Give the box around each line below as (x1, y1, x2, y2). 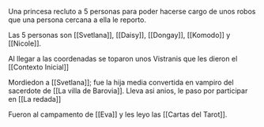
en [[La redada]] (8, 95, 62, 103)
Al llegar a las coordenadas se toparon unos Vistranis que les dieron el (8, 54, 238, 63)
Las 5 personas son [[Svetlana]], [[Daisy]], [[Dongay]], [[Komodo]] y (8, 31, 231, 39)
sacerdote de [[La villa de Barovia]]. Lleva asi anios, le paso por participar (8, 86, 248, 95)
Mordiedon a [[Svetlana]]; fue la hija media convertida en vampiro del (8, 78, 235, 87)
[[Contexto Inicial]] (8, 62, 70, 72)
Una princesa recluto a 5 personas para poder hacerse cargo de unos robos (8, 7, 256, 16)
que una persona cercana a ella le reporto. (8, 15, 146, 24)
